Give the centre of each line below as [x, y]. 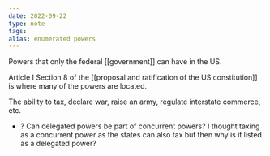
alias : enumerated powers [52, 39]
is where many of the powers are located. [78, 86]
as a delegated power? [58, 144]
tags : [17, 31]
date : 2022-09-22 [38, 16]
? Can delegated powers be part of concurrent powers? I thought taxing [140, 126]
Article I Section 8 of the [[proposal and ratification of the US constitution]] [133, 77]
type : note [27, 24]
